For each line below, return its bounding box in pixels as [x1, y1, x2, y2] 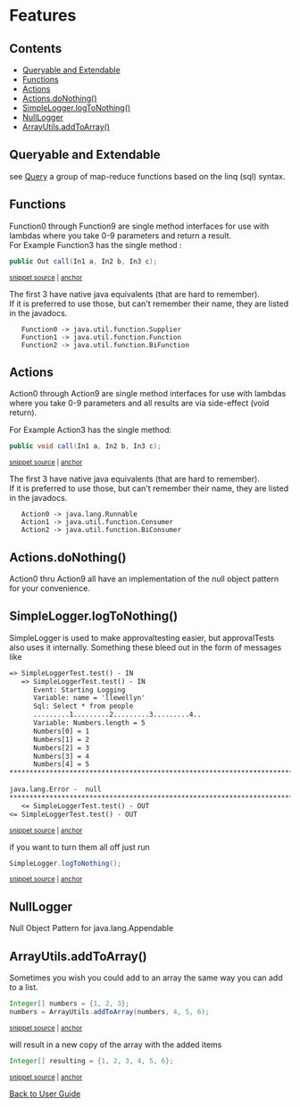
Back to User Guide [9, 1088, 81, 1099]
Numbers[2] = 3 [32, 743, 90, 753]
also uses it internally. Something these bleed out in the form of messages [9, 642, 282, 653]
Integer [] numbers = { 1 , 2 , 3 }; [9, 999, 129, 1009]
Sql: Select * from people [32, 702, 134, 711]
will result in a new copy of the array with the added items [9, 1039, 222, 1050]
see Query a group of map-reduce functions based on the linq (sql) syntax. [9, 171, 286, 181]
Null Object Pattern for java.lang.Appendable [9, 923, 174, 934]
